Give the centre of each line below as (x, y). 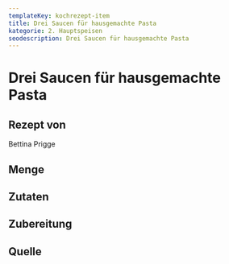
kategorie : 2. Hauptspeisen (56, 31)
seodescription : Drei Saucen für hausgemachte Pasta (99, 38)
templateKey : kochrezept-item (59, 16)
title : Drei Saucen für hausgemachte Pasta (83, 23)
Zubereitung (40, 224)
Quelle (25, 252)
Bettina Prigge (32, 144)
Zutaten (29, 197)
